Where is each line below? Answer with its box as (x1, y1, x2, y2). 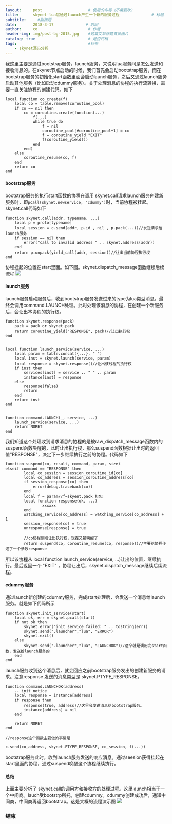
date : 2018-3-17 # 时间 (5, 22, 99, 27)
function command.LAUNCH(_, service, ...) (5, 415, 98, 421)
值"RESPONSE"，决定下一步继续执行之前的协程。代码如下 (5, 451, 128, 458)
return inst (14, 397, 40, 403)
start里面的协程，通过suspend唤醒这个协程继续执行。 (5, 761, 119, 767)
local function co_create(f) (5, 96, 68, 102)
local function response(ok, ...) (24, 498, 98, 504)
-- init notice (14, 689, 47, 694)
